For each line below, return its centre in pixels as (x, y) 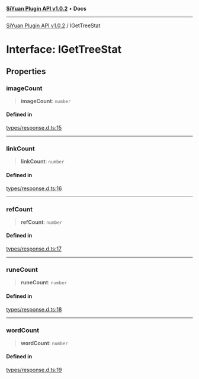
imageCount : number (46, 101)
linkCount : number (42, 162)
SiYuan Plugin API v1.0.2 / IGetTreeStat (53, 25)
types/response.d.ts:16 (34, 188)
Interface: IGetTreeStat (64, 49)
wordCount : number (44, 343)
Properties (26, 71)
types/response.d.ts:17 (34, 249)
